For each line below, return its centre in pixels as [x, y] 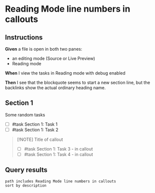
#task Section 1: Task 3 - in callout [59, 149]
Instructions [24, 37]
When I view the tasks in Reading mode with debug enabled [65, 73]
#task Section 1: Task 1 [35, 124]
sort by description [26, 185]
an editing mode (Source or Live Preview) [54, 58]
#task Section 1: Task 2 [35, 130]
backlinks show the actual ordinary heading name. [55, 88]
